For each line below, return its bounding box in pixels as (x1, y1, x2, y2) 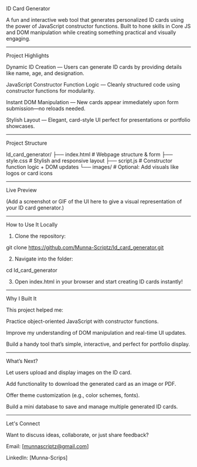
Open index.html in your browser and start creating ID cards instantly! (14, 278, 183, 285)
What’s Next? (6, 358, 38, 364)
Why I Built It (6, 295, 37, 302)
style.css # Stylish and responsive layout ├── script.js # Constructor (6, 157, 173, 164)
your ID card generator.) (6, 204, 64, 211)
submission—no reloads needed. (6, 105, 86, 112)
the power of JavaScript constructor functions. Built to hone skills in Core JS (6, 23, 191, 29)
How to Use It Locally (6, 221, 58, 228)
